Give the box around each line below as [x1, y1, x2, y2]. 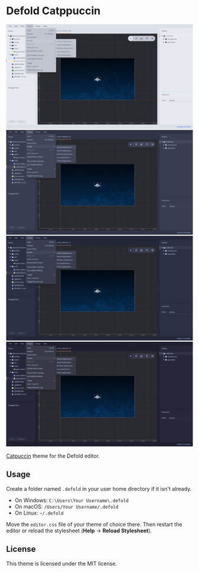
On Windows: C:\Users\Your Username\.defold [14, 496, 129, 504]
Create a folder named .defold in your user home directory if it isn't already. [6, 485, 192, 492]
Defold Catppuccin [6, 4, 101, 18]
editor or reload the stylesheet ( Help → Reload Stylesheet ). [6, 527, 152, 534]
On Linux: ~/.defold [14, 509, 64, 516]
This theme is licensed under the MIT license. [6, 560, 117, 567]
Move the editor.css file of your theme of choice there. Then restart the [6, 520, 182, 528]
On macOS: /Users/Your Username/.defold [14, 503, 118, 510]
